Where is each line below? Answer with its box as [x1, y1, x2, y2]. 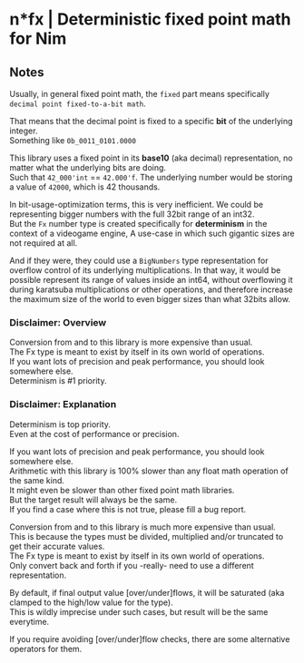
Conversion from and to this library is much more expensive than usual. [9, 522, 277, 532]
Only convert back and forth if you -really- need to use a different [9, 560, 254, 570]
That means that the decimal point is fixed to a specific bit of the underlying [9, 116, 293, 126]
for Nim [9, 28, 67, 49]
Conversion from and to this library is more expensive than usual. [9, 336, 253, 348]
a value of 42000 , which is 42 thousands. [9, 181, 161, 192]
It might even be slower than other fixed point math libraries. [9, 484, 235, 495]
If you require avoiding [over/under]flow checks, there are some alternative [9, 633, 290, 644]
